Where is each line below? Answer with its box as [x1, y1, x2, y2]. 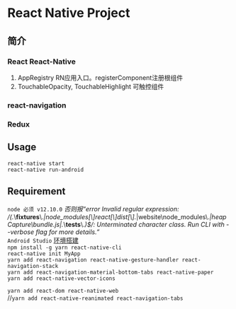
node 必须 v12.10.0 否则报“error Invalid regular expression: [7, 205, 179, 214]
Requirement [7, 185, 66, 197]
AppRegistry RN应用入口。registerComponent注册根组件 [17, 73, 183, 82]
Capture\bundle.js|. [7, 221, 64, 229]
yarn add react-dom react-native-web [7, 288, 119, 295]
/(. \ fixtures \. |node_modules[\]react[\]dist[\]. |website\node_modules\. [7, 213, 210, 221]
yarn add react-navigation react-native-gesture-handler [7, 257, 179, 264]
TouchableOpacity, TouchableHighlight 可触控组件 [17, 82, 164, 91]
